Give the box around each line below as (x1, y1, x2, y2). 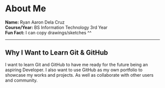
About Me (5, 3, 46, 14)
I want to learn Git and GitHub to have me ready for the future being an (5, 61, 148, 67)
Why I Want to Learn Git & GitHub (5, 49, 108, 57)
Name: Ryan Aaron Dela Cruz (5, 19, 65, 25)
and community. (5, 77, 38, 83)
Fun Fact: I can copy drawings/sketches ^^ (5, 29, 92, 35)
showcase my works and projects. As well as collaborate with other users (5, 72, 154, 78)
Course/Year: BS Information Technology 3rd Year (5, 24, 108, 30)
